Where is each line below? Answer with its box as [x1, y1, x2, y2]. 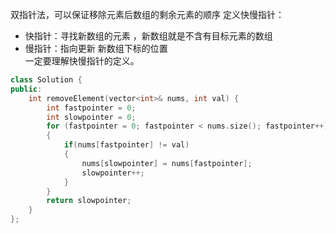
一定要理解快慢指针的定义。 [24, 55, 140, 67]
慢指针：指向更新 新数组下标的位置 [24, 43, 168, 54]
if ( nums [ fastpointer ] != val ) [63, 140, 190, 150]
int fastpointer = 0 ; [46, 103, 137, 113]
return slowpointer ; [46, 196, 132, 206]
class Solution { [10, 75, 83, 85]
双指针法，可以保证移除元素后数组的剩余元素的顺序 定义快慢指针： [10, 9, 285, 20]
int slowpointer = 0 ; [46, 112, 137, 122]
